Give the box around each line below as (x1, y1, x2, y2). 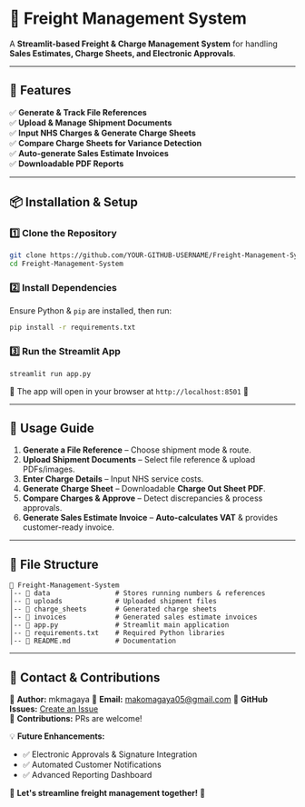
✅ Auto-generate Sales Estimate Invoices (9, 147, 170, 158)
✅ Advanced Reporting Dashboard (22, 769, 152, 780)
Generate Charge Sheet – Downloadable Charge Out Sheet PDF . (22, 483, 266, 494)
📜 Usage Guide (9, 420, 95, 435)
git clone (9, 251, 47, 260)
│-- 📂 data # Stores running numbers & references (9, 589, 266, 598)
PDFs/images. (22, 463, 75, 475)
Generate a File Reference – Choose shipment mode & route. (22, 444, 251, 455)
